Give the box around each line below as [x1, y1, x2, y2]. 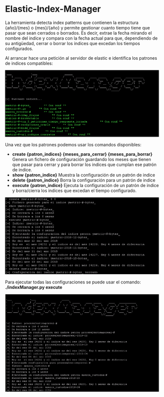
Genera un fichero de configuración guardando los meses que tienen [12, 157, 151, 163]
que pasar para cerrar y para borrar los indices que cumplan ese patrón [12, 162, 157, 167]
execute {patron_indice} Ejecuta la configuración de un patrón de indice [12, 183, 159, 188]
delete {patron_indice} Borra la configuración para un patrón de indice [12, 177, 156, 183]
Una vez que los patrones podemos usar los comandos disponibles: [5, 142, 142, 148]
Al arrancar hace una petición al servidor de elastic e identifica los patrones [5, 55, 157, 61]
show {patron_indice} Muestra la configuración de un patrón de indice [12, 172, 155, 178]
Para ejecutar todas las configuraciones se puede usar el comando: [5, 279, 141, 285]
